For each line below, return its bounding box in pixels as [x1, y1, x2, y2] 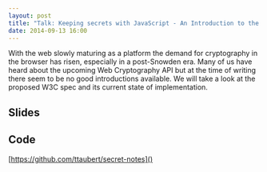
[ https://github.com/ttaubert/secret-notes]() [8, 154, 153, 164]
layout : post [8, 11, 52, 20]
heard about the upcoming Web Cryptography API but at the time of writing [8, 66, 257, 75]
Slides [8, 106, 40, 119]
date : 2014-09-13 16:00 [8, 26, 88, 34]
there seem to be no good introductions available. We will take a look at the [8, 74, 256, 84]
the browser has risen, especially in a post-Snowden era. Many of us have [8, 57, 253, 66]
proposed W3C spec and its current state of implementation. [8, 82, 208, 92]
